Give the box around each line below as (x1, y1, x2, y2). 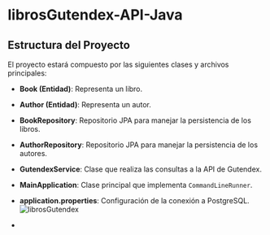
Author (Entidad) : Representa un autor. (19, 100, 152, 109)
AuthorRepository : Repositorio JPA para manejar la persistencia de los (19, 140, 258, 150)
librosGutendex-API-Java (7, 6, 184, 24)
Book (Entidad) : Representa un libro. (19, 84, 143, 94)
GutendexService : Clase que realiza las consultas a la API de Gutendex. (19, 164, 262, 174)
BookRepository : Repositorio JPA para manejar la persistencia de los (19, 115, 251, 125)
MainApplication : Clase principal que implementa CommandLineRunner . (19, 181, 253, 189)
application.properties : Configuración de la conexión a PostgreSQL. (19, 196, 250, 205)
